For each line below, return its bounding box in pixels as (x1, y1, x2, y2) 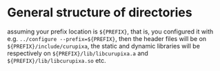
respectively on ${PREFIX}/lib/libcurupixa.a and (7, 49, 148, 57)
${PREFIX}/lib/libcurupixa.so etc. (7, 56, 107, 64)
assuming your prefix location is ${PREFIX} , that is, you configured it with (7, 27, 214, 35)
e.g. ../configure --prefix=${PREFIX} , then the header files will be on (7, 34, 207, 42)
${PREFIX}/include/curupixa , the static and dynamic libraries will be (7, 42, 200, 50)
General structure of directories (7, 5, 192, 20)
